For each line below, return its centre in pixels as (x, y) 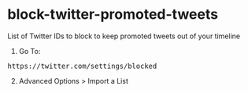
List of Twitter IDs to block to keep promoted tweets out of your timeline (124, 36)
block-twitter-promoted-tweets (113, 14)
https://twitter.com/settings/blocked (82, 66)
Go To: (30, 51)
